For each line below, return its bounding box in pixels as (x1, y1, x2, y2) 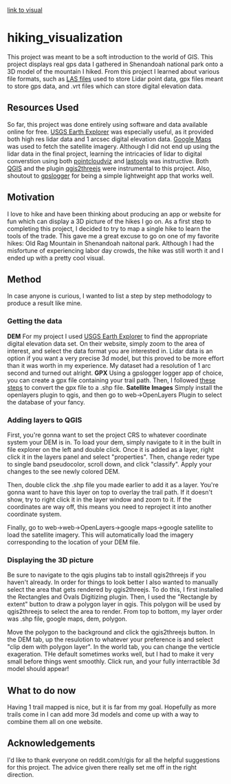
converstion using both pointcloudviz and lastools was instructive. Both (7, 156, 209, 165)
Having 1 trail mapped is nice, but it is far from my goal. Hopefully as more (7, 703, 217, 712)
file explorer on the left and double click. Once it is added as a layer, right (7, 445, 214, 453)
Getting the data (7, 316, 63, 326)
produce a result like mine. (7, 299, 82, 307)
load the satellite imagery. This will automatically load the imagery (7, 530, 194, 539)
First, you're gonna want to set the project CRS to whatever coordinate (7, 431, 208, 439)
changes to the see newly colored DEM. (7, 467, 120, 475)
